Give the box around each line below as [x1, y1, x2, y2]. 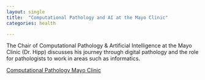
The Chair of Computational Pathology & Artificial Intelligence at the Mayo [6, 42, 192, 49]
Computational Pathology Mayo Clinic [6, 67, 102, 74]
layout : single [6, 8, 45, 15]
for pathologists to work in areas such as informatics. [6, 55, 141, 62]
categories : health [6, 20, 56, 26]
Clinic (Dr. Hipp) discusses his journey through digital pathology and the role [6, 48, 199, 56]
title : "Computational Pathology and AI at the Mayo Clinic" [6, 15, 168, 21]
